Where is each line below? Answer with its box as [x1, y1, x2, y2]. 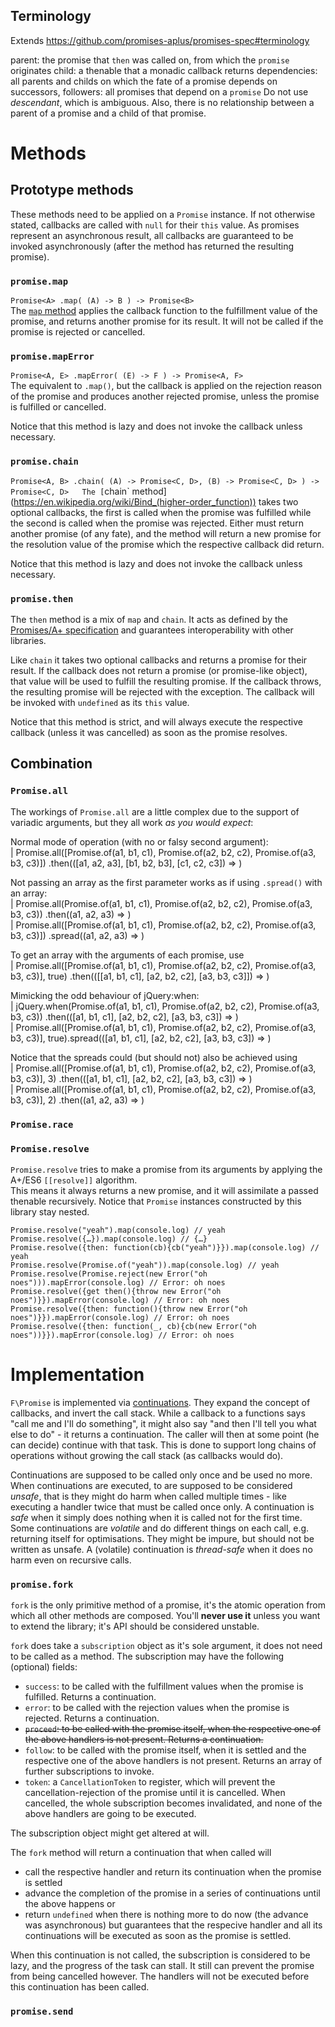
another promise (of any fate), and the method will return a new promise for [10, 527, 322, 539]
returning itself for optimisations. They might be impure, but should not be [10, 1532, 315, 1544]
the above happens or [24, 1898, 116, 1910]
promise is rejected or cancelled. [10, 326, 146, 338]
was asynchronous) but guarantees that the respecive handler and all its [24, 1919, 323, 1931]
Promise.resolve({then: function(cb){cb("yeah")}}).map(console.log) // [10, 1242, 320, 1253]
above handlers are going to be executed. [24, 1808, 197, 1820]
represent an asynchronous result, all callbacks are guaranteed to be [10, 229, 294, 241]
